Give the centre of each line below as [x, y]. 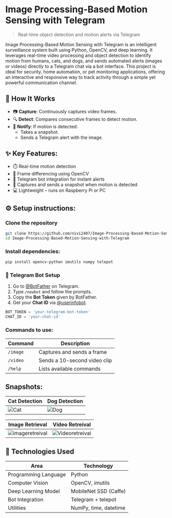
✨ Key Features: [31, 154]
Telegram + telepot [94, 500]
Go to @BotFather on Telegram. [46, 286]
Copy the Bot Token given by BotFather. [55, 297]
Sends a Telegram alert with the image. [62, 137]
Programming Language [37, 474]
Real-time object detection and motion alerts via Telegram [79, 34]
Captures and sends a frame [73, 352]
